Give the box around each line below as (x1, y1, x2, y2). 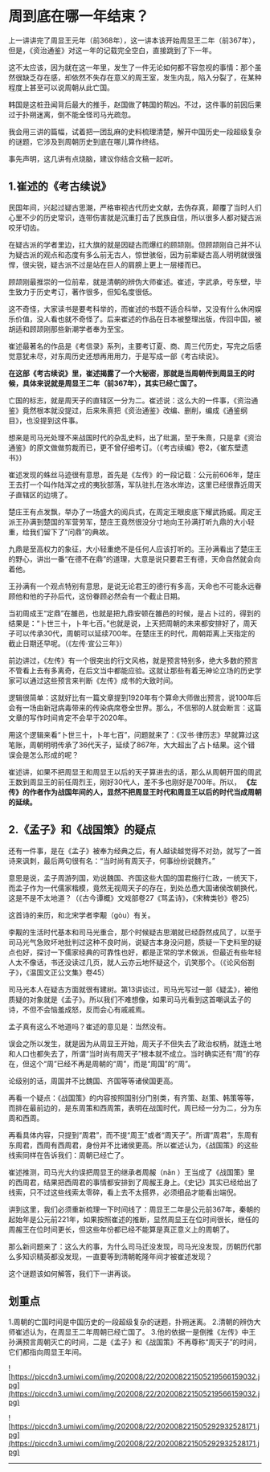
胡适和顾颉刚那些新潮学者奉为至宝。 (8, 324, 129, 333)
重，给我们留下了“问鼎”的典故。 (8, 527, 114, 537)
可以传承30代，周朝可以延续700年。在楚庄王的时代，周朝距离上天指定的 (14, 628, 256, 638)
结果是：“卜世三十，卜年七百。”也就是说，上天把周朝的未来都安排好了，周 (8, 618, 251, 628)
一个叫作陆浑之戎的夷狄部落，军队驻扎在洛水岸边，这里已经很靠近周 (29, 480, 255, 489)
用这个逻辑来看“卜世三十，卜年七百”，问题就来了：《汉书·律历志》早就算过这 (8, 730, 260, 739)
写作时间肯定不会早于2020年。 (29, 713, 132, 722)
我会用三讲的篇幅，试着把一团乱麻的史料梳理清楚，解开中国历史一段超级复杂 (8, 126, 262, 137)
